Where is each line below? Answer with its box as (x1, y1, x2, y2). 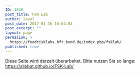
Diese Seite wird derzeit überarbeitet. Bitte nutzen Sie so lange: (5, 58, 136, 64)
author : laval (5, 16, 35, 21)
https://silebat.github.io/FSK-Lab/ (5, 63, 74, 69)
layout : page (5, 30, 32, 35)
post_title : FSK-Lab (5, 12, 48, 17)
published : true (5, 44, 39, 49)
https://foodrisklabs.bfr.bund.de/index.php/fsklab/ (9, 40, 122, 45)
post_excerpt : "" (5, 26, 41, 31)
